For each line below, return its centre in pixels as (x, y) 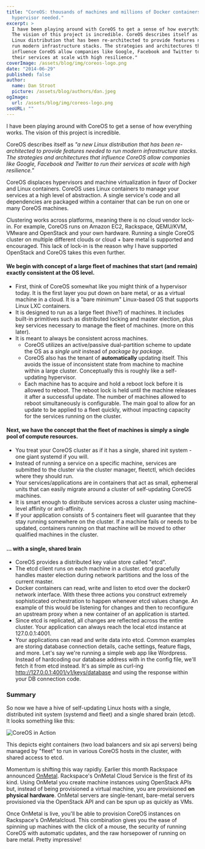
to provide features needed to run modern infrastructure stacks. (117, 151)
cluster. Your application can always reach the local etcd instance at (101, 627)
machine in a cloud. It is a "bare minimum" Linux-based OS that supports (107, 299)
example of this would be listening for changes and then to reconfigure (104, 608)
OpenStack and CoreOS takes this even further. (66, 252)
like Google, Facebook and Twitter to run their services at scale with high (98, 164)
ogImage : (17, 97)
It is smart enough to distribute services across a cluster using (93, 502)
